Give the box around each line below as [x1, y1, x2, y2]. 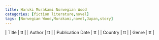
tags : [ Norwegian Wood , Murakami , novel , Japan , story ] [5, 16, 113, 21]
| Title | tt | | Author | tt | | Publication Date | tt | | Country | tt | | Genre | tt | [5, 30, 155, 36]
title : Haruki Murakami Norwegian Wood [5, 7, 87, 12]
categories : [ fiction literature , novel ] [5, 12, 90, 17]
